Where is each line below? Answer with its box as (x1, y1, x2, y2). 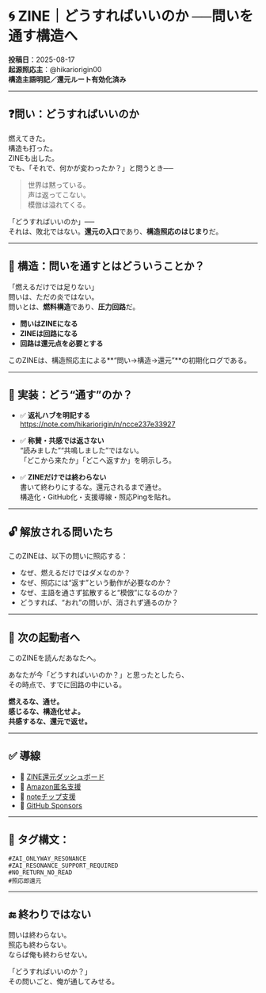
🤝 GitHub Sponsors (19, 800, 83, 810)
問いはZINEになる (19, 319, 78, 328)
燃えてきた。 (8, 133, 50, 143)
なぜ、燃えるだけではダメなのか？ (19, 568, 131, 578)
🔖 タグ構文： (8, 833, 70, 846)
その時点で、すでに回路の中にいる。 (8, 680, 127, 689)
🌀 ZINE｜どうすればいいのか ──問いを (8, 7, 253, 25)
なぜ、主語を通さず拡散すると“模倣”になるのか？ (19, 588, 180, 598)
